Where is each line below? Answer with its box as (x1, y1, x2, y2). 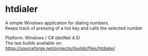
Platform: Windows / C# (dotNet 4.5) (5, 35, 80, 41)
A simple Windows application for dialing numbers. (5, 20, 110, 26)
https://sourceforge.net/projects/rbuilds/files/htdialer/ (5, 45, 116, 51)
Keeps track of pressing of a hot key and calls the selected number (5, 25, 143, 31)
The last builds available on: (5, 40, 62, 46)
